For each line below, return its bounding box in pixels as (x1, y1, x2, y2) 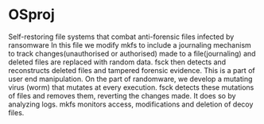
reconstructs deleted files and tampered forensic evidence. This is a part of (8, 65, 256, 75)
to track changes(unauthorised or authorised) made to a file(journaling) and (8, 48, 256, 58)
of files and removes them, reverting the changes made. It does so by (8, 91, 236, 100)
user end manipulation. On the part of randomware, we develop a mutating (8, 74, 253, 83)
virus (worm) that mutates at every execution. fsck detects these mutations (8, 82, 254, 92)
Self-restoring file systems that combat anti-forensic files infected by (8, 32, 235, 41)
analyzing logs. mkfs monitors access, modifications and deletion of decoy (8, 99, 254, 109)
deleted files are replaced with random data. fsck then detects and (8, 57, 227, 67)
